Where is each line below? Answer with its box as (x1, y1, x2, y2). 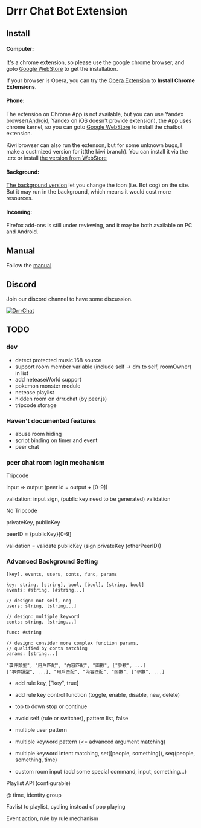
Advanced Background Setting (6, 558, 98, 566)
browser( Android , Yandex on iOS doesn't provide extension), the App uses (6, 117, 192, 124)
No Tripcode (6, 507, 37, 515)
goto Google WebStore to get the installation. (6, 65, 118, 72)
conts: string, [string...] (6, 619, 77, 625)
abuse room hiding (14, 431, 62, 437)
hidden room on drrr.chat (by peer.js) (14, 395, 107, 402)
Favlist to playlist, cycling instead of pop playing (6, 803, 126, 810)
